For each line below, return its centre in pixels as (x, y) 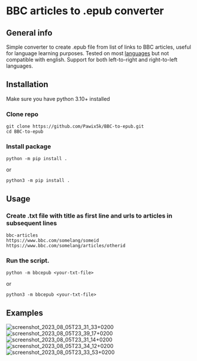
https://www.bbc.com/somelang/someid (53, 241)
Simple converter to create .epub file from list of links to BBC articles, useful (98, 47)
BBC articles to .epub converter (85, 11)
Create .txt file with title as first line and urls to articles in (89, 216)
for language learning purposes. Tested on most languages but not (88, 53)
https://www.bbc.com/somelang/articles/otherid (66, 246)
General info (29, 33)
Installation (27, 84)
